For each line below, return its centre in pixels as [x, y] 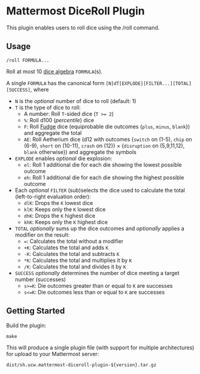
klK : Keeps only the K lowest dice [65, 209]
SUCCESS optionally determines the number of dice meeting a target [97, 273]
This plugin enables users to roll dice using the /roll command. [83, 28]
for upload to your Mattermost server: [53, 354]
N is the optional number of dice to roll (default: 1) [75, 101]
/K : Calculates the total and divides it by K [75, 266]
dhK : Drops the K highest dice [60, 215]
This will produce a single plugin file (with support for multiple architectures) [100, 347]
